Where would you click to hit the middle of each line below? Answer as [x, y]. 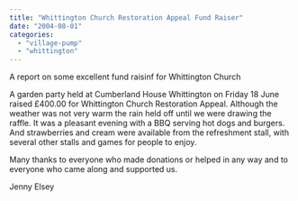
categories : [32, 34]
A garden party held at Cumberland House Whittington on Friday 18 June [144, 95]
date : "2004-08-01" [46, 26]
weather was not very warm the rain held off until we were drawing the [140, 114]
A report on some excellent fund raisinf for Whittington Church [125, 77]
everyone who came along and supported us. [94, 169]
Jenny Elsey [32, 187]
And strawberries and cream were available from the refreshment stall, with [149, 132]
